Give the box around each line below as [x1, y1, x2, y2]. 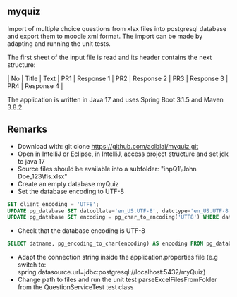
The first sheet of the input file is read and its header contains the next [7, 53, 212, 61]
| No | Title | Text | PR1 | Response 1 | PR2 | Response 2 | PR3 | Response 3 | [7, 74, 229, 83]
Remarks [7, 123, 48, 135]
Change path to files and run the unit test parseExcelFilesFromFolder [17, 275, 217, 284]
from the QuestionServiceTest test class [17, 283, 134, 291]
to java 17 [17, 157, 45, 165]
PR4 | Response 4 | [7, 81, 63, 90]
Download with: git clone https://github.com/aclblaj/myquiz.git [17, 142, 199, 150]
